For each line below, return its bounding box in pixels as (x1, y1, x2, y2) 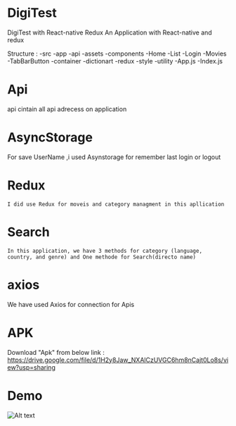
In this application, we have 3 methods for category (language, (7, 247, 202, 254)
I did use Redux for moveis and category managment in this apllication (7, 201, 225, 208)
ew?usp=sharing (7, 363, 56, 371)
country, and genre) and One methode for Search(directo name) (7, 253, 197, 261)
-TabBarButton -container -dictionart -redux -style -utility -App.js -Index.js (7, 56, 223, 65)
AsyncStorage (7, 130, 93, 146)
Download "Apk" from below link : (7, 348, 105, 356)
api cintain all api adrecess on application (7, 104, 127, 113)
